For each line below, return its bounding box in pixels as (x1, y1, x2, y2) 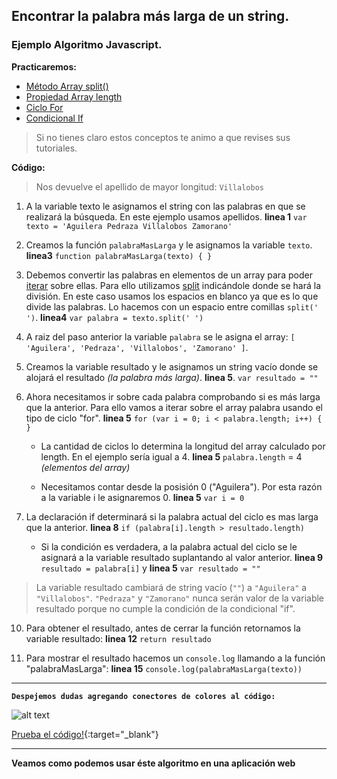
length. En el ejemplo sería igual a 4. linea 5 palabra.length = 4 (40, 450, 303, 463)
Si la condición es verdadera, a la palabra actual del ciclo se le (40, 540, 298, 553)
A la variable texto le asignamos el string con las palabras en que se (25, 200, 306, 212)
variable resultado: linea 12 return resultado (25, 632, 212, 644)
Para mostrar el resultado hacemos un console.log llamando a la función (25, 652, 326, 664)
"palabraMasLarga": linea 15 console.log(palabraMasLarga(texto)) (25, 662, 303, 674)
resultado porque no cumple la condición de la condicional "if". (35, 602, 296, 614)
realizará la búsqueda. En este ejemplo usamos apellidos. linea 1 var (25, 210, 308, 223)
